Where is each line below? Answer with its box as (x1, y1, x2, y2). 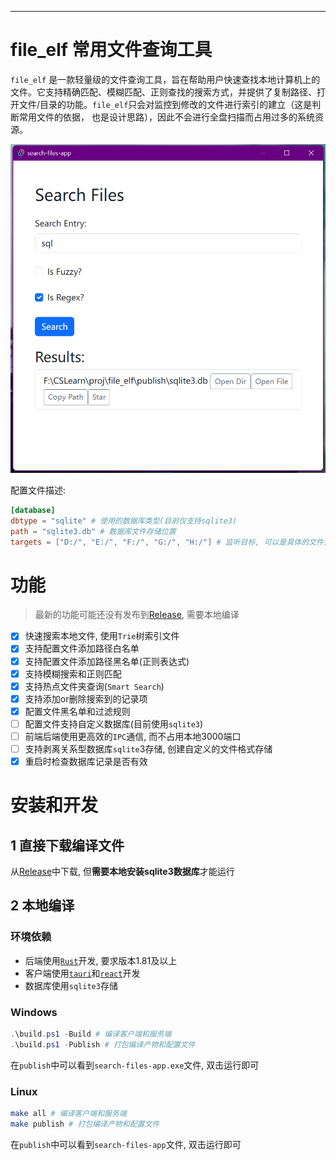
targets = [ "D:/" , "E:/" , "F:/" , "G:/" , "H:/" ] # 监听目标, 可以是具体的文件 (10, 537, 324, 547)
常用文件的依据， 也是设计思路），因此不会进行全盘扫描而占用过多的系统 (18, 111, 315, 123)
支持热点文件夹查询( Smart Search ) (24, 680, 165, 692)
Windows (10, 1005, 58, 1019)
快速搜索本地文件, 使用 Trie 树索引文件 (24, 630, 180, 642)
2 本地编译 (10, 897, 75, 915)
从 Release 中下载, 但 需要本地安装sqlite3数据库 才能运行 (10, 866, 235, 878)
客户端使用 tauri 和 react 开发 (24, 967, 141, 979)
